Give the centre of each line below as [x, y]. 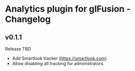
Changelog [28, 19]
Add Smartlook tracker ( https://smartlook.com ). [60, 58]
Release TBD [18, 49]
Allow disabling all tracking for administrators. [58, 63]
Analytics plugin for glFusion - [68, 9]
